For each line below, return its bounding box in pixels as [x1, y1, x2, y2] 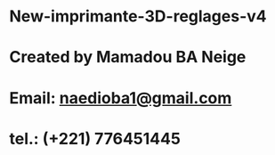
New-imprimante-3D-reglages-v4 [9, 6, 267, 27]
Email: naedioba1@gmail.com [9, 87, 232, 108]
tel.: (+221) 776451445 [9, 128, 181, 149]
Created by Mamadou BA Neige [9, 47, 247, 68]
